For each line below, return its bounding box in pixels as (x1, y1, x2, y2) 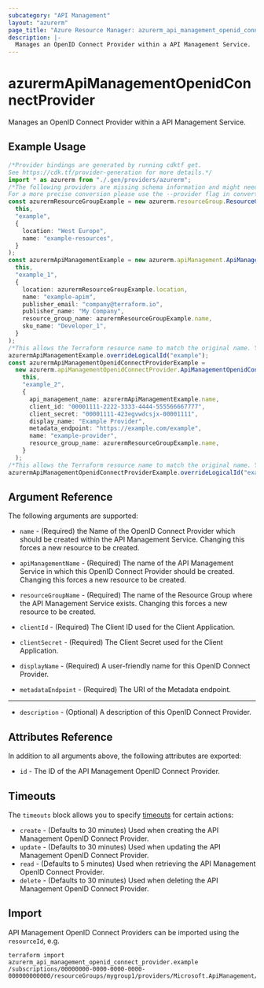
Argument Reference (8, 490, 113, 504)
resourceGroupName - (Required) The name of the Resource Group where (19, 590, 253, 600)
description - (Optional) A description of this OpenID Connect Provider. (19, 708, 251, 717)
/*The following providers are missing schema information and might (8, 183, 241, 191)
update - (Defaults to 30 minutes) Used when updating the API (19, 842, 222, 851)
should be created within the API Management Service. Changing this (19, 535, 245, 544)
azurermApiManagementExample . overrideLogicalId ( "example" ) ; (8, 351, 210, 359)
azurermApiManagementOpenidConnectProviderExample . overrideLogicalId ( (8, 468, 244, 476)
